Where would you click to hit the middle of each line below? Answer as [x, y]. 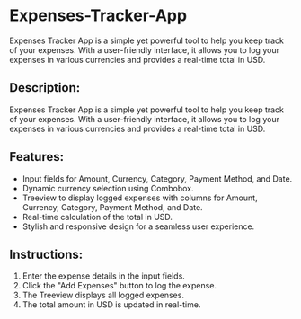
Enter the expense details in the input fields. [104, 276]
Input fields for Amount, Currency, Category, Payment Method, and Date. [157, 178]
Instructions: [46, 254]
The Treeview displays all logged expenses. [103, 295]
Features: [37, 157]
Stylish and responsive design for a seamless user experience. [138, 226]
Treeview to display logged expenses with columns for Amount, [140, 198]
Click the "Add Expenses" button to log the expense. [120, 286]
